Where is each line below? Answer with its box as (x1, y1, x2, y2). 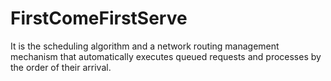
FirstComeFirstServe (10, 7, 188, 30)
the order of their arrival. (10, 61, 112, 73)
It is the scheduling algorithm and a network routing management (10, 40, 280, 52)
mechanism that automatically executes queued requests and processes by (10, 50, 322, 62)
